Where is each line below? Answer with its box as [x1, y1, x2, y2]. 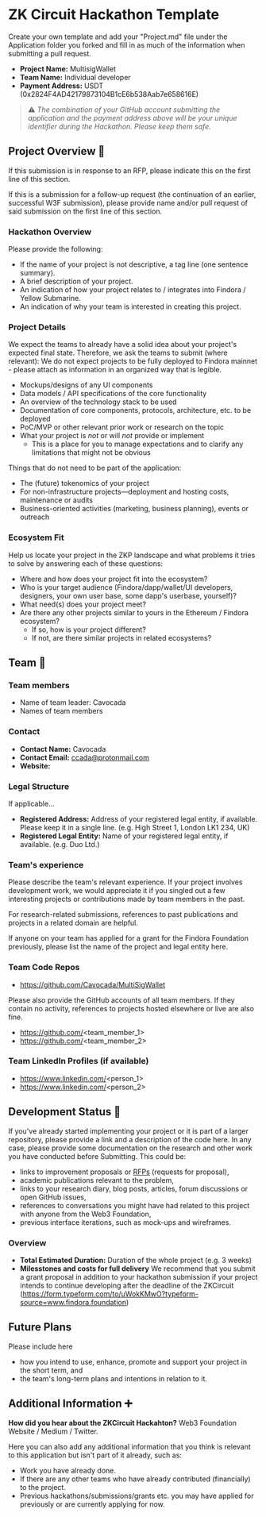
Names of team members [19, 707, 103, 716]
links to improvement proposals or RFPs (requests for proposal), [19, 1167, 229, 1176]
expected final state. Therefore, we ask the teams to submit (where [8, 348, 228, 358]
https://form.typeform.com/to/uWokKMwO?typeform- [22, 1288, 199, 1299]
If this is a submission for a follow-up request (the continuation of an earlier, [8, 189, 256, 199]
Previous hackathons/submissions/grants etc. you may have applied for [19, 1491, 254, 1500]
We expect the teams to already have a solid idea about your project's [8, 340, 237, 349]
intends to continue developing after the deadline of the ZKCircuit [19, 1280, 234, 1290]
